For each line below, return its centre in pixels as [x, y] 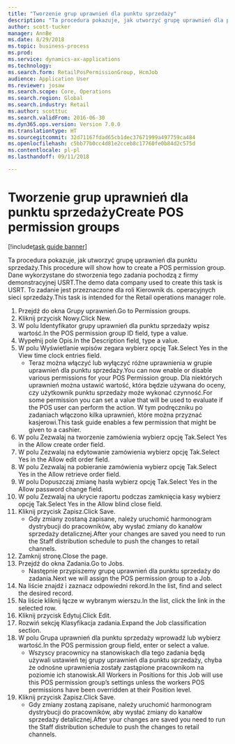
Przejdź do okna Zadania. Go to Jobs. [71, 563]
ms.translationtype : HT [43, 131]
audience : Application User [49, 79]
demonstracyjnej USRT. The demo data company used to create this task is [115, 282]
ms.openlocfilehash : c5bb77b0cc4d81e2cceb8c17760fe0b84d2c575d [102, 144]
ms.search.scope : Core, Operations [60, 92]
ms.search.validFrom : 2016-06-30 [56, 117]
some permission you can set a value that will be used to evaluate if [126, 400]
